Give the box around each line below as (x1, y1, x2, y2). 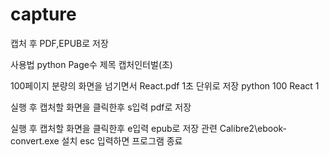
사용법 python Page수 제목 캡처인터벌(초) (10, 58, 173, 70)
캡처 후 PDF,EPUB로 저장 (10, 37, 109, 49)
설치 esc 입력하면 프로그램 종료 (61, 134, 183, 147)
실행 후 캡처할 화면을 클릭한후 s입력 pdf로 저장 (10, 101, 192, 113)
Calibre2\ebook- (219, 122, 288, 134)
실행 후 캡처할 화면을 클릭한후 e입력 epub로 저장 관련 (10, 122, 218, 134)
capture (10, 3, 77, 26)
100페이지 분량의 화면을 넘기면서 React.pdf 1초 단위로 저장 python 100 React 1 (10, 79, 320, 92)
